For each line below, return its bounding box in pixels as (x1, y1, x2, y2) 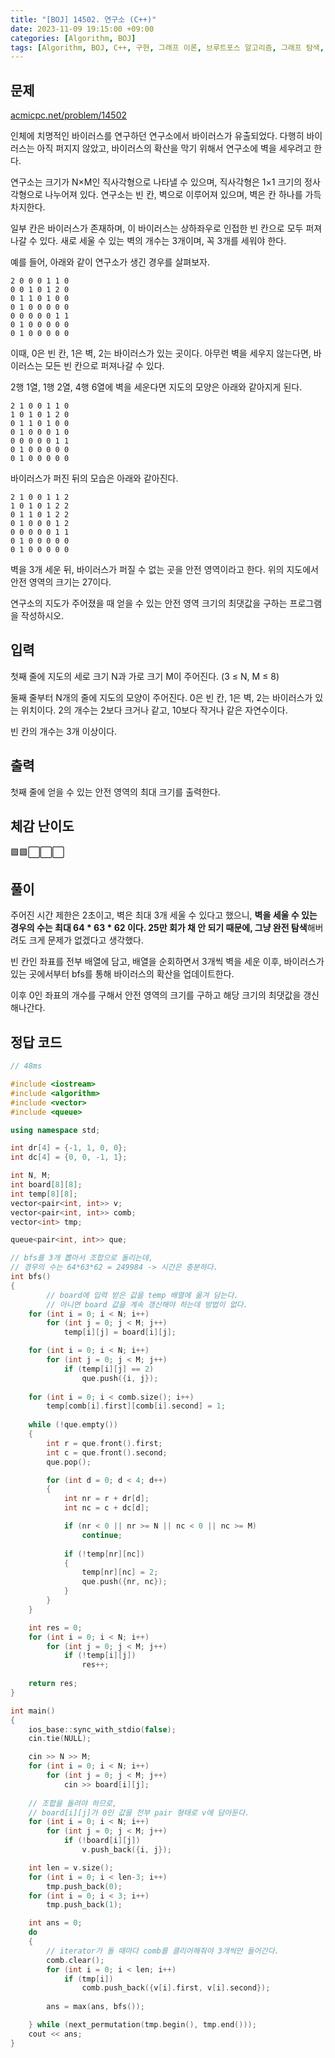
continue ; (81, 1530, 123, 1540)
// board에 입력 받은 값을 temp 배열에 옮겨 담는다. (46, 1290, 239, 1300)
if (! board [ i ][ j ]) (63, 1836, 141, 1846)
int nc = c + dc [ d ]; (63, 1503, 150, 1513)
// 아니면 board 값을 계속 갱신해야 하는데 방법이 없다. (46, 1299, 248, 1310)
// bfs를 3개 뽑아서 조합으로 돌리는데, (10, 1253, 154, 1263)
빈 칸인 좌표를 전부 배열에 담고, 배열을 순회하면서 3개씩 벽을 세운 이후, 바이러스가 (10, 956, 325, 968)
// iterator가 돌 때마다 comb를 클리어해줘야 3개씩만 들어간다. (46, 1946, 280, 1956)
